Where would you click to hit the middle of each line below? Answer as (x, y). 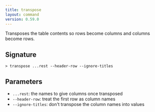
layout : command (22, 15)
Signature (21, 54)
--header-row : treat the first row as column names (64, 99)
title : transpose (23, 10)
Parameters (24, 82)
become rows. (20, 39)
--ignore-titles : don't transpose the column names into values (78, 104)
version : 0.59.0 (22, 19)
